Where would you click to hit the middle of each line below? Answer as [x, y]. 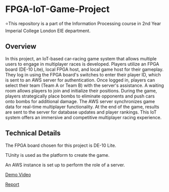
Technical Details [33, 133]
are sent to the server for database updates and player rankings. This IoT [81, 112]
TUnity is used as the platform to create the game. [58, 155]
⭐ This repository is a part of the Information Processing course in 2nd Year [83, 23]
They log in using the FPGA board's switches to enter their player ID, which [83, 74]
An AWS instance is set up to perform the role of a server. [65, 165]
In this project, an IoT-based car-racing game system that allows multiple [81, 58]
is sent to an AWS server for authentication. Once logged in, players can [80, 80]
